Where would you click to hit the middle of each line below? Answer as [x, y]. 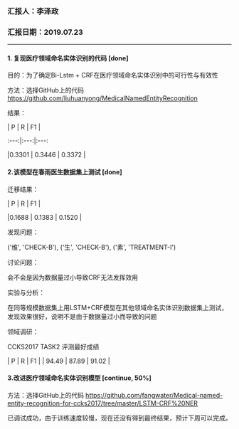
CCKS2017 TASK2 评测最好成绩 [53, 346]
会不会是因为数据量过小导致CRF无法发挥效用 [73, 277]
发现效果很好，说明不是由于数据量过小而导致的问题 [82, 316]
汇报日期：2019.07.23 [45, 32]
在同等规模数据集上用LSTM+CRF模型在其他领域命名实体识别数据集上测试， [118, 307]
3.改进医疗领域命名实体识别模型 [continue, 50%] [79, 378]
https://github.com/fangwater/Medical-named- [154, 395]
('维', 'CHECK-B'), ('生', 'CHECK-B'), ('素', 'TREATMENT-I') [92, 247]
